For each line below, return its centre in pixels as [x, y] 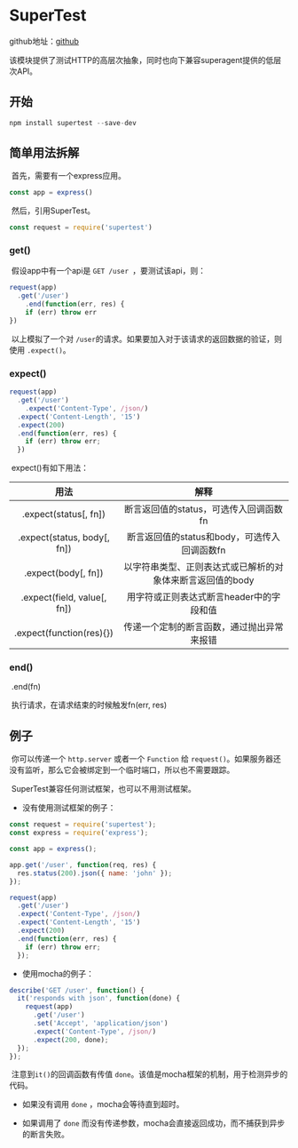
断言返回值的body [217, 580]
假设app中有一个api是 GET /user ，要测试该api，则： [109, 271]
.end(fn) [26, 687]
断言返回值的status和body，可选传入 [204, 537]
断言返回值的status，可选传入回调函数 [204, 509]
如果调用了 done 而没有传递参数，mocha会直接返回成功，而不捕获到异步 [153, 1123]
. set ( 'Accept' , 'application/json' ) [100, 1024]
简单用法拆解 [44, 153]
